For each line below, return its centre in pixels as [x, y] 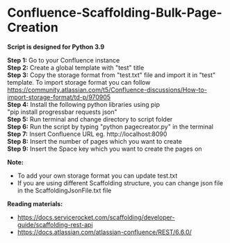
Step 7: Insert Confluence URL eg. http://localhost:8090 [87, 134]
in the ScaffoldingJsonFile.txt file [64, 190]
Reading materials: [35, 203]
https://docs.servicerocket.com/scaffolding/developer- [96, 217]
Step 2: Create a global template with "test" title [76, 67]
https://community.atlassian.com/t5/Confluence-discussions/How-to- [107, 90]
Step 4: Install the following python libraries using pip [84, 104]
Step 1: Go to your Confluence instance [64, 60]
